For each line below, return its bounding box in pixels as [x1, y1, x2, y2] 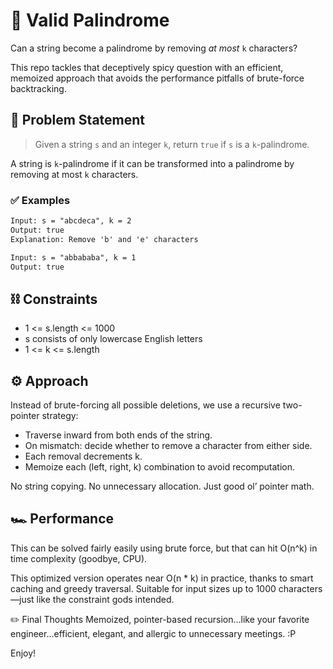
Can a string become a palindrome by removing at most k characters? [10, 42, 298, 54]
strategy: [41, 410, 79, 422]
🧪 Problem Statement [10, 112, 146, 129]
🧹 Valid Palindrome [10, 9, 170, 32]
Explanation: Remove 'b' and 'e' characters [10, 234, 199, 244]
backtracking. [10, 82, 67, 94]
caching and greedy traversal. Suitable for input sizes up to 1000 [10, 582, 277, 594]
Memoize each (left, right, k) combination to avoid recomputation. [24, 461, 296, 473]
